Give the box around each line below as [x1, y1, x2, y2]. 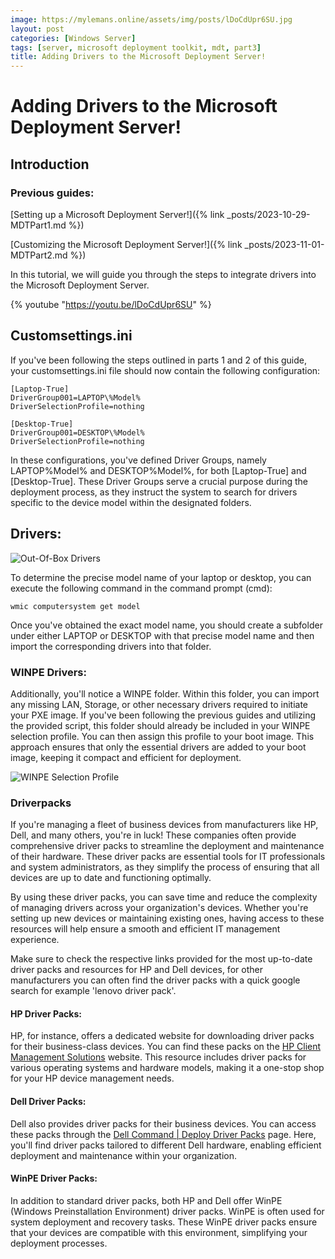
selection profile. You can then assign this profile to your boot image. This [10, 730, 315, 742]
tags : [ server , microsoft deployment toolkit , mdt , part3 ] [10, 42, 262, 53]
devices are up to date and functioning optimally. [10, 872, 212, 884]
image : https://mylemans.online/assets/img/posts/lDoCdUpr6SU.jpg [10, 14, 293, 25]
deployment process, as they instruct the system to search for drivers [10, 486, 298, 498]
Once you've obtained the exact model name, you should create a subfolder [10, 619, 323, 631]
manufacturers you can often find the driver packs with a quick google [10, 974, 301, 986]
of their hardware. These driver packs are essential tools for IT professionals [10, 851, 326, 863]
